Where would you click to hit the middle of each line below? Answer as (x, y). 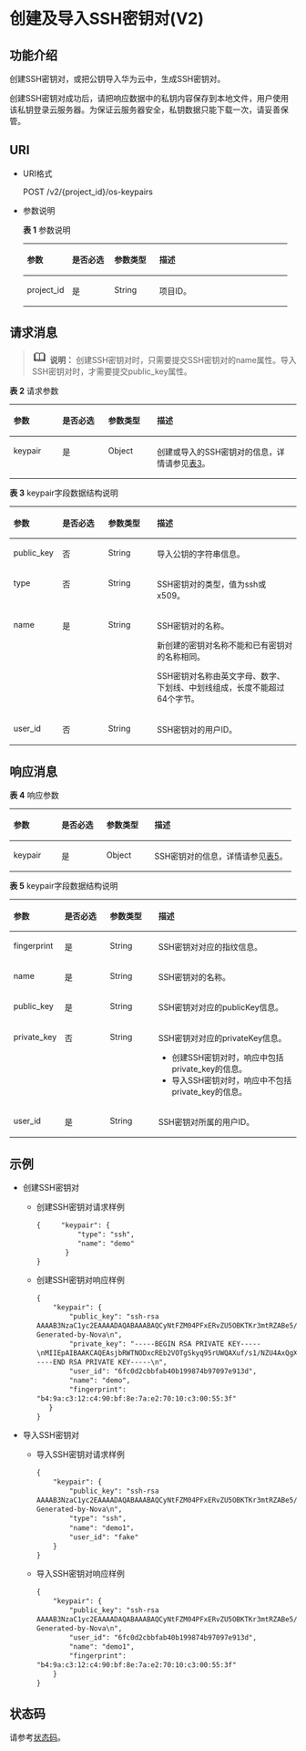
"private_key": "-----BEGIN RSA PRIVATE (147, 1344)
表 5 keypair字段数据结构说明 (64, 886)
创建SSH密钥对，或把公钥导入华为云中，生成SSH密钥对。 (117, 79)
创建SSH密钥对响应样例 (80, 1280)
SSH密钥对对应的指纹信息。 (210, 946)
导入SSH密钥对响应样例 (80, 1574)
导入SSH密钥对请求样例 (80, 1454)
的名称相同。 (180, 657)
